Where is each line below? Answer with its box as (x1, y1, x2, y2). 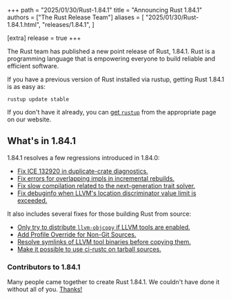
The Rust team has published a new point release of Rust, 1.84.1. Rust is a (7, 48, 215, 55)
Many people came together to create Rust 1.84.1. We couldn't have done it (7, 278, 220, 286)
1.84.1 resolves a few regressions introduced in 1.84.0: (7, 153, 160, 161)
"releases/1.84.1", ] (42, 21, 94, 28)
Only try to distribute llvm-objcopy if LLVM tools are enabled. (17, 223, 191, 231)
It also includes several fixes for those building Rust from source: (7, 210, 192, 218)
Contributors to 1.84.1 (7, 262, 81, 272)
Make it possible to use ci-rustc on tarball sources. (17, 245, 162, 253)
